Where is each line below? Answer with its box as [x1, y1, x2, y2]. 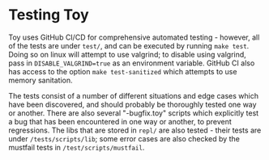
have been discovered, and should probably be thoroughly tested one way [8, 99, 257, 109]
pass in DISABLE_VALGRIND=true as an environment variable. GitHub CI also [8, 58, 255, 68]
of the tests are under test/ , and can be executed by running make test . [8, 40, 250, 50]
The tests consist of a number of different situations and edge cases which [8, 91, 259, 100]
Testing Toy [8, 6, 89, 24]
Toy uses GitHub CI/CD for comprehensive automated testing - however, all [8, 32, 260, 42]
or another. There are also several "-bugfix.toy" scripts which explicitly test [8, 107, 259, 118]
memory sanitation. [8, 75, 73, 85]
